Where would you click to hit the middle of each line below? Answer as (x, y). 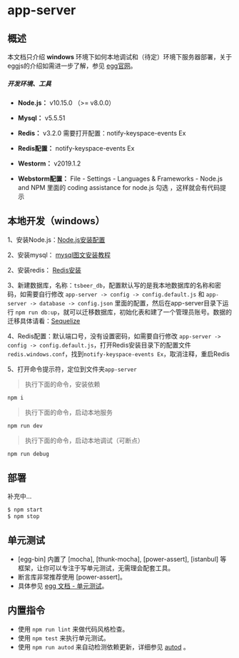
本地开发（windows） (56, 221)
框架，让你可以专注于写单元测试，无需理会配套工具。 (96, 568)
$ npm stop (24, 517)
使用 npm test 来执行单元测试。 (63, 638)
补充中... (20, 496)
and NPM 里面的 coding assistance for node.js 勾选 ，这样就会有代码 (119, 187)
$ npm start (25, 510)
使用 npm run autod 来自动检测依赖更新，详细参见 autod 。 (104, 647)
